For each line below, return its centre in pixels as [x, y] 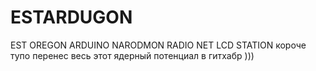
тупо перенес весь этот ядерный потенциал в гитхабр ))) [132, 55]
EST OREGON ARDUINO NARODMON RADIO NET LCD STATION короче [158, 45]
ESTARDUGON [71, 17]
